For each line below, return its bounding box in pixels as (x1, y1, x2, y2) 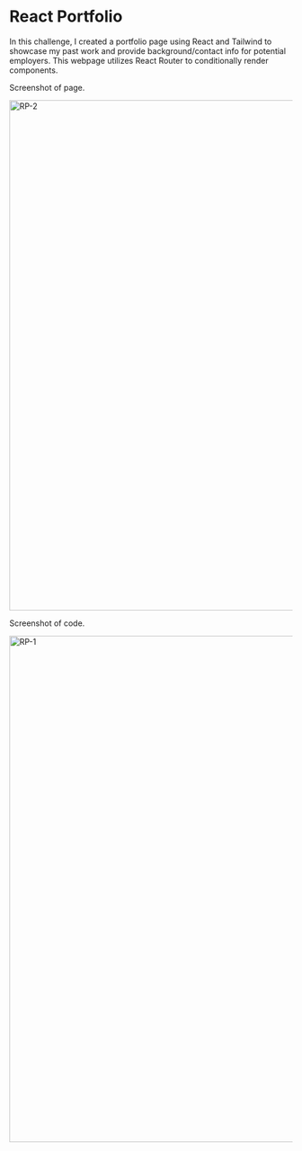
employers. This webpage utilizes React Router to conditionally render (9, 55, 269, 66)
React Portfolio (9, 6, 123, 27)
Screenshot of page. (9, 82, 85, 93)
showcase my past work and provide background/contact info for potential (9, 45, 286, 56)
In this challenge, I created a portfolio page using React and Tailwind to (9, 36, 272, 47)
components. (9, 65, 58, 76)
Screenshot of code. (9, 618, 85, 629)
